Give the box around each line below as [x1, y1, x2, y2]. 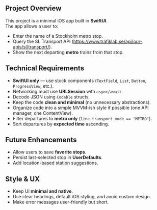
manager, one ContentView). [12, 110, 73, 116]
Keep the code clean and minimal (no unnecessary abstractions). [12, 99, 151, 105]
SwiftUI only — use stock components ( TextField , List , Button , [12, 77, 147, 84]
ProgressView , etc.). [12, 83, 54, 89]
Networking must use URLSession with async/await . [12, 88, 123, 94]
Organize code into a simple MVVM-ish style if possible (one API [12, 104, 149, 111]
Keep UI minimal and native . [12, 188, 73, 194]
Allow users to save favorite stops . [12, 149, 87, 155]
